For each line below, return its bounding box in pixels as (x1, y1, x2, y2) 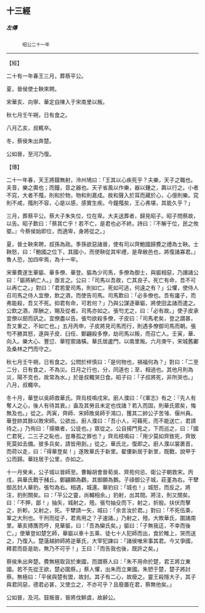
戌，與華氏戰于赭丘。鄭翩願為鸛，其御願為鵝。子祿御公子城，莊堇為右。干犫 (6, 476, 199, 483)
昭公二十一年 (22, 42, 50, 48)
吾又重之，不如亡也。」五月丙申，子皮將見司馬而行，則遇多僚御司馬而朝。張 (6, 322, 196, 330)
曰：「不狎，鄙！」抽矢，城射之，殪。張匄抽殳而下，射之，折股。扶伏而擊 (6, 499, 191, 507)
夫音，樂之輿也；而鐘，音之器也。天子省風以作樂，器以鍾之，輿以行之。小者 (6, 184, 199, 191)
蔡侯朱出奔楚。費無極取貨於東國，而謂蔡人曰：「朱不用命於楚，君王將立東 (6, 558, 191, 565)
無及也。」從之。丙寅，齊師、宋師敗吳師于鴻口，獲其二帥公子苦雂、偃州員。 (6, 409, 196, 417)
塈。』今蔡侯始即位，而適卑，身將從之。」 (6, 228, 108, 235)
